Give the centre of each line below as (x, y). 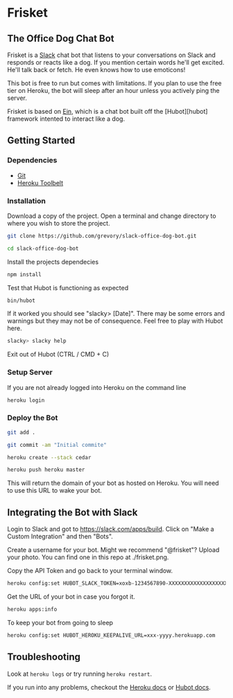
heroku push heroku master (46, 470)
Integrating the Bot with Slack (72, 512)
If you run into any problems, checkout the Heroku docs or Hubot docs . (109, 687)
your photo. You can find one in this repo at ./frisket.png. (88, 557)
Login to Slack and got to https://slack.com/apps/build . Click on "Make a (111, 529)
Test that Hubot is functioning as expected (68, 288)
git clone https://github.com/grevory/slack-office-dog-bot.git (102, 236)
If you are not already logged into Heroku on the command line (97, 387)
